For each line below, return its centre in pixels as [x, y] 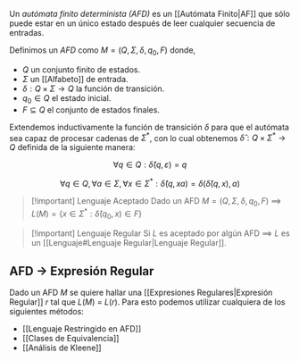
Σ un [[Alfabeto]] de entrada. [75, 79]
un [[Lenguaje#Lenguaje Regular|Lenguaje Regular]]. [129, 243]
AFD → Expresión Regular [82, 271]
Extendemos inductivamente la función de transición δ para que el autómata [149, 127]
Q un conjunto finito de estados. [81, 69]
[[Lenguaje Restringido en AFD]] [82, 328]
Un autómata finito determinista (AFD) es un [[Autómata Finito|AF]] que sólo [149, 14]
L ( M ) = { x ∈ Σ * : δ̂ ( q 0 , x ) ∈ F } [87, 214]
